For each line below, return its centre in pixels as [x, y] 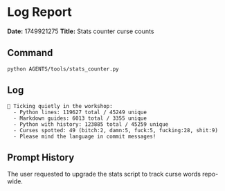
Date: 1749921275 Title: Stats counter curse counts [81, 31]
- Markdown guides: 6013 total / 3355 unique [80, 118]
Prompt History [41, 157]
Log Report [40, 12]
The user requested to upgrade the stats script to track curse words [104, 174]
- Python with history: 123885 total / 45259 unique [91, 124]
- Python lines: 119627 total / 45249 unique [80, 112]
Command [30, 53]
